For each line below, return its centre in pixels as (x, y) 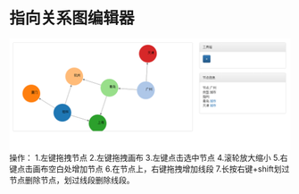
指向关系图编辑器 (72, 18)
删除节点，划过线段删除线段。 (79, 180)
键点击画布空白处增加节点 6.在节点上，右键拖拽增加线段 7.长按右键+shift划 (145, 169)
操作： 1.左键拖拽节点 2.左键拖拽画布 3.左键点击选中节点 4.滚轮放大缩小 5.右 (149, 157)
